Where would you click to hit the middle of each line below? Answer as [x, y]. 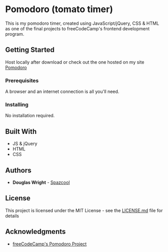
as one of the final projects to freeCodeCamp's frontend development [77, 28]
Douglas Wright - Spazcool [41, 182]
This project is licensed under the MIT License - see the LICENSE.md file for [84, 210]
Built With [21, 132]
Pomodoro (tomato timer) [59, 9]
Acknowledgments [36, 232]
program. [15, 34]
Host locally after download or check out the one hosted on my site [75, 62]
